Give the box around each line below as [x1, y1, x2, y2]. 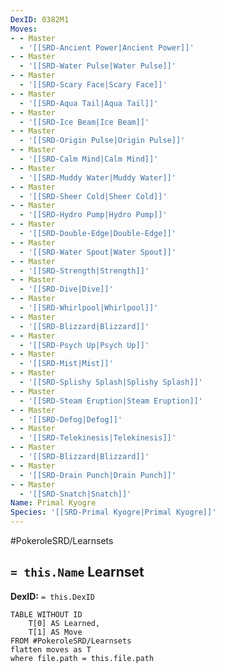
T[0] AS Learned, [28, 618, 101, 628]
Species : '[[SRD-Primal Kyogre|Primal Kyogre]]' [10, 507, 217, 518]
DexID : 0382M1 [10, 14, 70, 25]
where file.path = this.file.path [10, 653, 155, 663]
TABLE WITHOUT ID [10, 609, 83, 620]
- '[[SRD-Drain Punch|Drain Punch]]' [19, 470, 177, 480]
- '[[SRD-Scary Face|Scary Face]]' [19, 80, 168, 90]
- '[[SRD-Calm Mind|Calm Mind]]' [19, 154, 159, 164]
